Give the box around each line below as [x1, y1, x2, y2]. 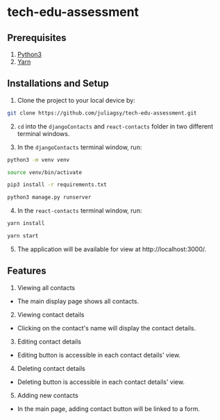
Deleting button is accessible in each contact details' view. [17, 378, 185, 386]
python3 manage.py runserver [7, 194, 92, 201]
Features [7, 265, 46, 277]
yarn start [7, 233, 39, 240]
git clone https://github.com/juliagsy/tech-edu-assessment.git [7, 109, 197, 117]
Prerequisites [7, 32, 67, 44]
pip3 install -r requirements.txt [7, 181, 108, 188]
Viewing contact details [17, 310, 85, 319]
